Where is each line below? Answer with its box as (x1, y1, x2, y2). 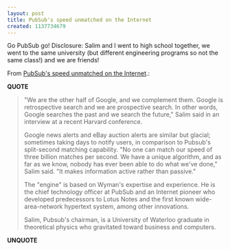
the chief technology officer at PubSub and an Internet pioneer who (23, 188, 216, 196)
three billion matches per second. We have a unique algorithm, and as (23, 153, 222, 161)
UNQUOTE (7, 236, 38, 245)
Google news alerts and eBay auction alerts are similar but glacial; (23, 131, 211, 139)
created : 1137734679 (7, 23, 67, 29)
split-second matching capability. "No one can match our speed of (23, 145, 213, 154)
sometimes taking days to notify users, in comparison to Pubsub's (23, 138, 211, 147)
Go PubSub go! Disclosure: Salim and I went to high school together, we (7, 42, 211, 50)
